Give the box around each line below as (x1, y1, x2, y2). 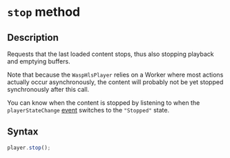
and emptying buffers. (7, 57, 70, 66)
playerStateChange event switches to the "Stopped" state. (7, 106, 170, 114)
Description (7, 32, 59, 43)
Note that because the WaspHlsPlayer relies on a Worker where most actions (7, 70, 224, 79)
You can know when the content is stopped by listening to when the (7, 99, 200, 107)
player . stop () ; (7, 144, 51, 151)
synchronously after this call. (7, 86, 90, 93)
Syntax (7, 126, 39, 138)
